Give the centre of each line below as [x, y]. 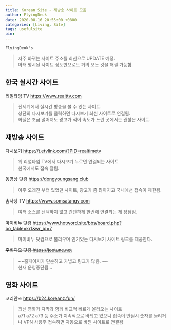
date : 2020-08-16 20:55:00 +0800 [41, 20]
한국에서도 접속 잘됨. [39, 168]
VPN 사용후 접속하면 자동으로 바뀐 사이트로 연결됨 [73, 322]
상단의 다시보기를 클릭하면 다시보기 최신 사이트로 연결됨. [74, 113]
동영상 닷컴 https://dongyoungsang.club [47, 179]
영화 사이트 [22, 285]
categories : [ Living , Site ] [35, 24]
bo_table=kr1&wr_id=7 [29, 228]
